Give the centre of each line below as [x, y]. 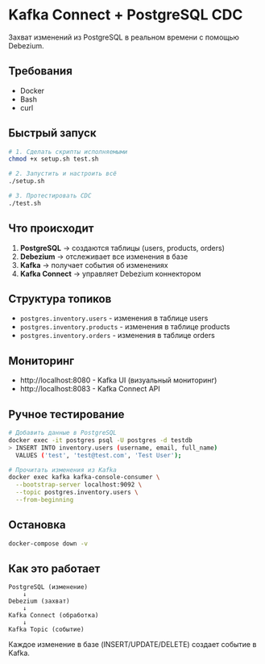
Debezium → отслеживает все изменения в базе [104, 257]
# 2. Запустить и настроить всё [62, 174]
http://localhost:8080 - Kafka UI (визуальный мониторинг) [118, 380]
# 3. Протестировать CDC [50, 196]
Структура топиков [60, 299]
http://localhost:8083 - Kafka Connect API [90, 389]
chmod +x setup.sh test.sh [54, 159]
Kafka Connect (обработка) [54, 616]
